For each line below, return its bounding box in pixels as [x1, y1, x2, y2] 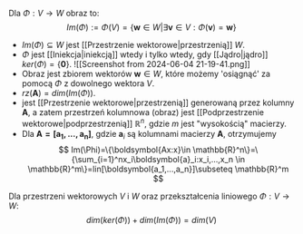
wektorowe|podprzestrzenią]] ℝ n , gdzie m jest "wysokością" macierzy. [21, 117, 287, 129]
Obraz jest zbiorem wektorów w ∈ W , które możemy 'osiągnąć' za [21, 68, 271, 79]
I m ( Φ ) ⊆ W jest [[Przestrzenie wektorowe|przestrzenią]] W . [21, 40, 246, 50]
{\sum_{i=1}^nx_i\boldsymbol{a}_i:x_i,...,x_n [71, 154, 234, 165]
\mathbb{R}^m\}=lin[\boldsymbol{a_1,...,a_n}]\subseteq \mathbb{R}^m [27, 163, 289, 175]
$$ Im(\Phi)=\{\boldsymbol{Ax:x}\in [58, 144, 191, 155]
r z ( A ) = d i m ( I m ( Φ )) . [21, 88, 96, 98]
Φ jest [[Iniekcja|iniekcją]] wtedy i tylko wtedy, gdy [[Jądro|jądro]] [21, 49, 269, 60]
